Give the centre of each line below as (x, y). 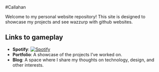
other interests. (28, 65)
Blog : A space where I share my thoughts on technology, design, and (83, 60)
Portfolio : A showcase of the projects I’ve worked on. (67, 54)
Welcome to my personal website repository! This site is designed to (75, 17)
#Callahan (16, 7)
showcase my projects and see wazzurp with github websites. (69, 22)
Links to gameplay (34, 37)
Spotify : (21, 49)
